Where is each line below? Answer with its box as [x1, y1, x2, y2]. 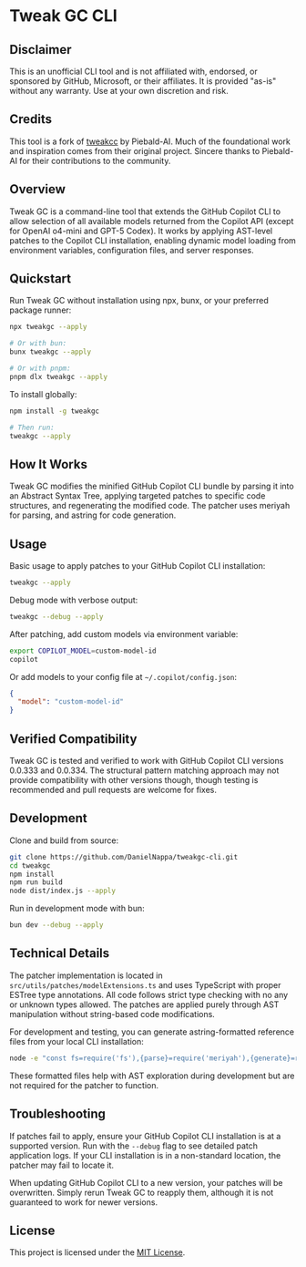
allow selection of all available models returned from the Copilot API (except [9, 215, 294, 226]
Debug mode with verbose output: [9, 594, 138, 605]
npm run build [9, 878, 64, 887]
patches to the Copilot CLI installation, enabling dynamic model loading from [9, 234, 296, 246]
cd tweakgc [9, 860, 51, 870]
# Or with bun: [9, 339, 67, 348]
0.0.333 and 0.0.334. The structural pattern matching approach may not [9, 765, 280, 776]
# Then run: [9, 423, 55, 432]
